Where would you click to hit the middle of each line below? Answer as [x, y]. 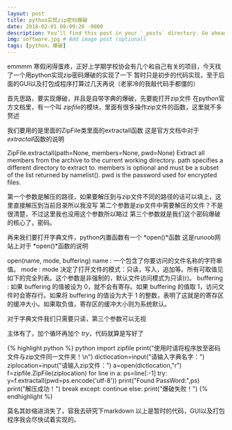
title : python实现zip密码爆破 [47, 20]
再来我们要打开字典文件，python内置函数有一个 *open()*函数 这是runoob [111, 237]
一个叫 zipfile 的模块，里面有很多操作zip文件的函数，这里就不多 [133, 107]
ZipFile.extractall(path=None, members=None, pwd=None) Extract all [106, 153]
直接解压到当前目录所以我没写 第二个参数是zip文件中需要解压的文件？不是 [118, 205]
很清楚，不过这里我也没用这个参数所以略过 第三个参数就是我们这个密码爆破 [114, 214]
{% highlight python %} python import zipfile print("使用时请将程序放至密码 [114, 348]
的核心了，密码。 [31, 223]
